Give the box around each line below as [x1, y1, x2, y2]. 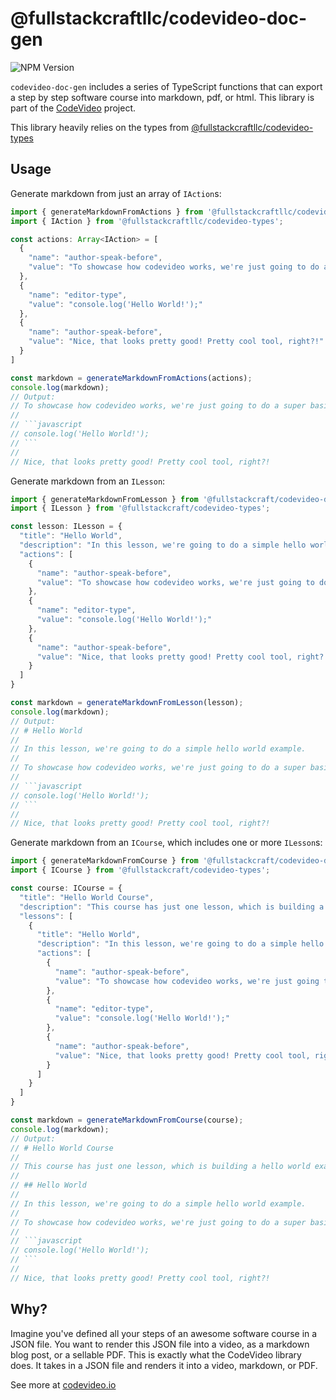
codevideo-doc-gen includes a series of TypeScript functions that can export [10, 80, 323, 92]
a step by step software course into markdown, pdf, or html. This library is [10, 91, 315, 103]
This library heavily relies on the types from [10, 121, 190, 133]
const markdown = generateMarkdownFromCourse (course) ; [10, 1115, 244, 1125]
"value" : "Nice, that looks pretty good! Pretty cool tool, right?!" [28, 337, 325, 347]
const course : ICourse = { [10, 883, 123, 893]
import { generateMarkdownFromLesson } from [10, 494, 199, 504]
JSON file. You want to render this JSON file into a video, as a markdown [10, 1338, 310, 1350]
